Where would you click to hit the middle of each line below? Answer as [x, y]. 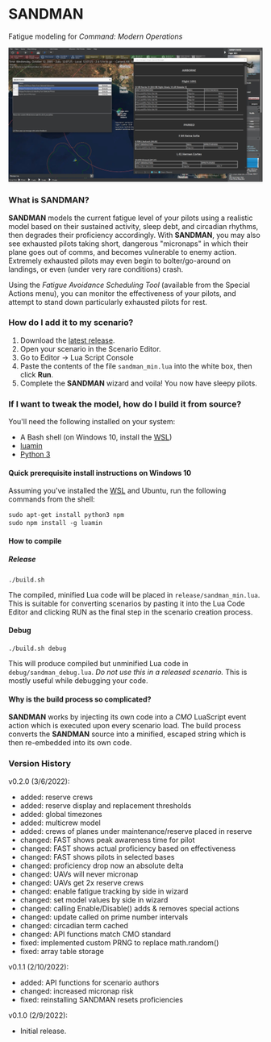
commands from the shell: [52, 499]
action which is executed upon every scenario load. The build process [125, 726]
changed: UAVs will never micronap [79, 874]
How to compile [35, 540]
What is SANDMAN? [49, 200]
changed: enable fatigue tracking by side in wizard [104, 891]
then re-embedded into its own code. [70, 743]
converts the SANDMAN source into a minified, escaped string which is [127, 734]
